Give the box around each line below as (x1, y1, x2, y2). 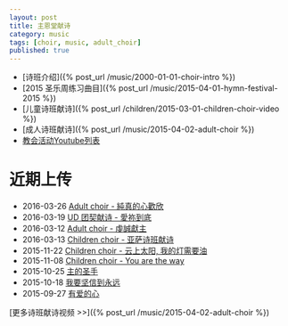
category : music (9, 29, 70, 38)
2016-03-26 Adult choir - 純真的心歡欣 (21, 201, 164, 212)
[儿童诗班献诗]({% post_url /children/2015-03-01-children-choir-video (21, 103, 280, 114)
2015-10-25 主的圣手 (21, 266, 98, 277)
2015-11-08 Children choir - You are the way (21, 256, 185, 266)
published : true (9, 46, 70, 55)
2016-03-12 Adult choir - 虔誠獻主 (21, 224, 147, 234)
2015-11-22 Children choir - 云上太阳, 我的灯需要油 (21, 246, 208, 257)
